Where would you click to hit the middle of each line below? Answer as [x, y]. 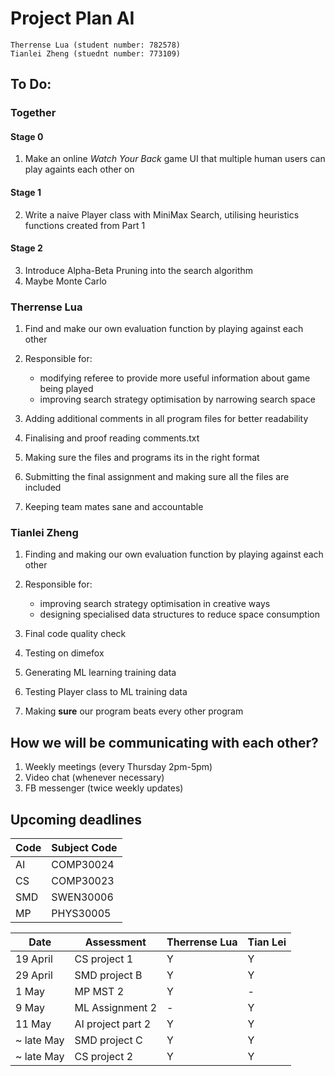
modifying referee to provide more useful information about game [175, 378]
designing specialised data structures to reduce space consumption [179, 614]
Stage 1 [26, 193]
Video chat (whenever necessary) [94, 778]
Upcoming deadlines [76, 819]
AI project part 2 [113, 1024]
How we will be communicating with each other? [164, 742]
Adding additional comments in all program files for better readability [166, 419]
